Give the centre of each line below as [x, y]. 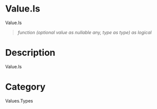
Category [25, 87]
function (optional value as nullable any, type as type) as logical [85, 32]
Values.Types [19, 100]
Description [30, 53]
